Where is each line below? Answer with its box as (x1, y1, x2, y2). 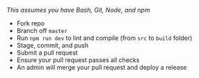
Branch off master (16, 27, 67, 35)
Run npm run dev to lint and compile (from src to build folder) (16, 34, 193, 42)
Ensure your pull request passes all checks (16, 56, 140, 64)
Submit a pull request (16, 48, 78, 57)
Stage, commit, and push (16, 41, 89, 49)
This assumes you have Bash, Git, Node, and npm (6, 6, 150, 14)
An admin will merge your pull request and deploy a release (16, 64, 187, 71)
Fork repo (16, 19, 45, 27)
